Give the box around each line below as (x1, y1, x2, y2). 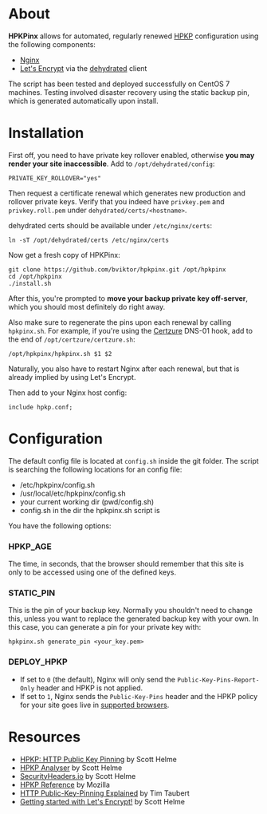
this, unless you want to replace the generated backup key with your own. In (8, 614, 259, 623)
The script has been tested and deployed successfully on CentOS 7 (8, 79, 230, 89)
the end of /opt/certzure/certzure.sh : (8, 334, 135, 344)
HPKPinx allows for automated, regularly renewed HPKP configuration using (8, 31, 259, 41)
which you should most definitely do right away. (8, 302, 166, 311)
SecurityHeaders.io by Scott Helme (19, 771, 136, 780)
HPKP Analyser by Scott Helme (19, 763, 123, 773)
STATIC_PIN (8, 587, 56, 599)
